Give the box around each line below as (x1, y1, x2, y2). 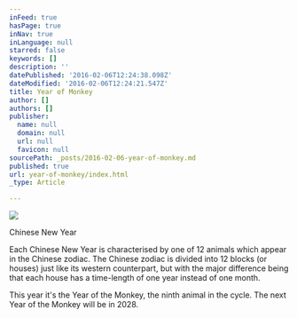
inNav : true (9, 29, 53, 38)
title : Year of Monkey (9, 87, 93, 96)
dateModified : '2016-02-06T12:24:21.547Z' (9, 79, 168, 88)
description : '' (9, 63, 69, 72)
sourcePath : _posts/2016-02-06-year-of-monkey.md (9, 153, 197, 163)
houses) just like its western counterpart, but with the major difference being (9, 263, 289, 274)
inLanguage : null (9, 37, 74, 47)
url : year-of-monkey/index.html (9, 170, 129, 179)
